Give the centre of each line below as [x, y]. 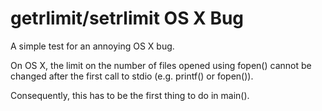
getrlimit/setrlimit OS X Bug [127, 18]
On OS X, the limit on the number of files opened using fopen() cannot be [161, 65]
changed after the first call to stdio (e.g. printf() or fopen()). [132, 76]
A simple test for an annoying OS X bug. [92, 46]
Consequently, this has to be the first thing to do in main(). [130, 95]
